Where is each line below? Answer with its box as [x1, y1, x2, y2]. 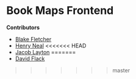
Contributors [6, 24, 40, 31]
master [112, 66, 130, 74]
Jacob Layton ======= [15, 48, 76, 55]
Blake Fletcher [15, 35, 52, 43]
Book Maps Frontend [6, 4, 114, 18]
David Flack [15, 55, 45, 62]
